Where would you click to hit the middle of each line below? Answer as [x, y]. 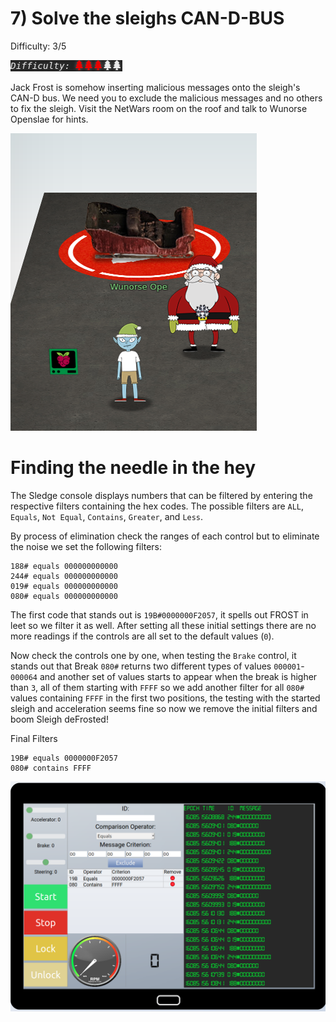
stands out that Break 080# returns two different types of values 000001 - [157, 666]
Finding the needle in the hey [133, 468]
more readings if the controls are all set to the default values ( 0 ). [142, 636]
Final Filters [34, 738]
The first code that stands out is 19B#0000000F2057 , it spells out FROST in [159, 614]
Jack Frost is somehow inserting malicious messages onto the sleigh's [155, 87]
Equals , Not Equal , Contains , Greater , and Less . [107, 516]
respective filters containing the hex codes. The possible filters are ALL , [157, 506]
